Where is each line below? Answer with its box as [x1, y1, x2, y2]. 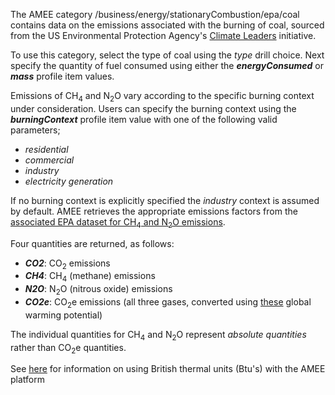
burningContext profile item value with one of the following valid [10, 113, 278, 125]
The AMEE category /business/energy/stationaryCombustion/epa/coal [10, 9, 300, 20]
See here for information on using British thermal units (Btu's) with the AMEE [10, 363, 326, 375]
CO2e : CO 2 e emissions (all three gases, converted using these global [24, 295, 312, 310]
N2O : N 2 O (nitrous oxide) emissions [24, 283, 173, 297]
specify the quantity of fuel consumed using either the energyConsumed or [10, 60, 324, 71]
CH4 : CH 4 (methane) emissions [24, 270, 156, 284]
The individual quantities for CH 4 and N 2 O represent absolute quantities [10, 328, 307, 343]
